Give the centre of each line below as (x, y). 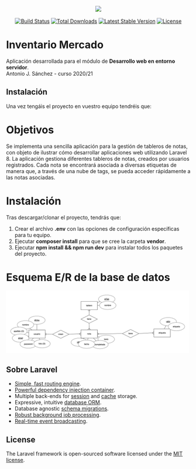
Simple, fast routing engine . (48, 384)
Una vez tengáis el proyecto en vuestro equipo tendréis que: (79, 106)
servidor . (18, 67)
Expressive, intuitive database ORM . (58, 403)
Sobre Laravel (32, 370)
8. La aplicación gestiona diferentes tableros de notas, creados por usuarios (98, 158)
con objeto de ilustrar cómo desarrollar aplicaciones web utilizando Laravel (97, 152)
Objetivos (30, 130)
